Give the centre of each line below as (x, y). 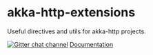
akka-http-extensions (71, 13)
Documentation (92, 44)
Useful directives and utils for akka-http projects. (76, 31)
